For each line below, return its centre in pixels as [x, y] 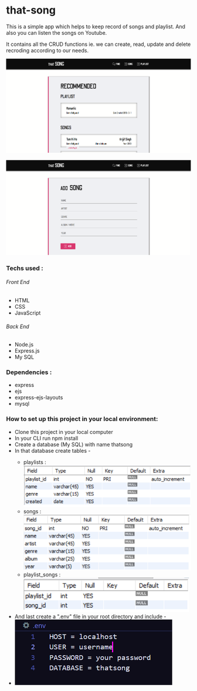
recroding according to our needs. [47, 50]
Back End [18, 326]
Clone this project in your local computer [64, 432]
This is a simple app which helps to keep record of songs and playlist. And [96, 26]
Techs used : [25, 268]
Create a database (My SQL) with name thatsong [74, 444]
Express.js [27, 351]
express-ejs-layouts [39, 398]
